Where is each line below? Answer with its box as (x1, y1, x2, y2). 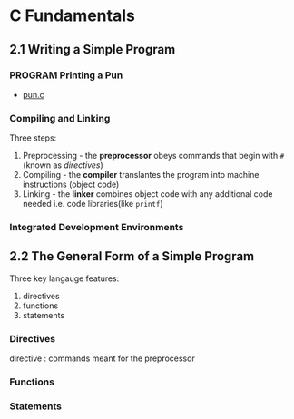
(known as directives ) (22, 160, 104, 171)
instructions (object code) (22, 179, 120, 190)
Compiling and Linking (9, 112, 111, 124)
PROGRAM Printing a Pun (9, 69, 123, 82)
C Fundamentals (9, 5, 136, 26)
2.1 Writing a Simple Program (9, 42, 176, 57)
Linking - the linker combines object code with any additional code (22, 189, 273, 200)
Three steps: (9, 132, 57, 143)
